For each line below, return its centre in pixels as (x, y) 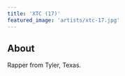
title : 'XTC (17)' (34, 14)
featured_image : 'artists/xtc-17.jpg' (64, 20)
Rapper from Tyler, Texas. (44, 65)
